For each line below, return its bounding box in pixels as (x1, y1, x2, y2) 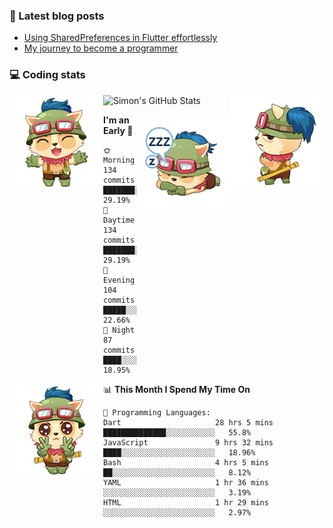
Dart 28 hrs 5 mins (103, 417, 274, 428)
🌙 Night (103, 325, 136, 335)
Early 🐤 (103, 124, 134, 136)
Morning (103, 155, 136, 165)
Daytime (103, 215, 136, 225)
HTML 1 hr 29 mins (103, 497, 269, 508)
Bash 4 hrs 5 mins (103, 457, 269, 468)
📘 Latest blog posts (9, 9, 105, 23)
